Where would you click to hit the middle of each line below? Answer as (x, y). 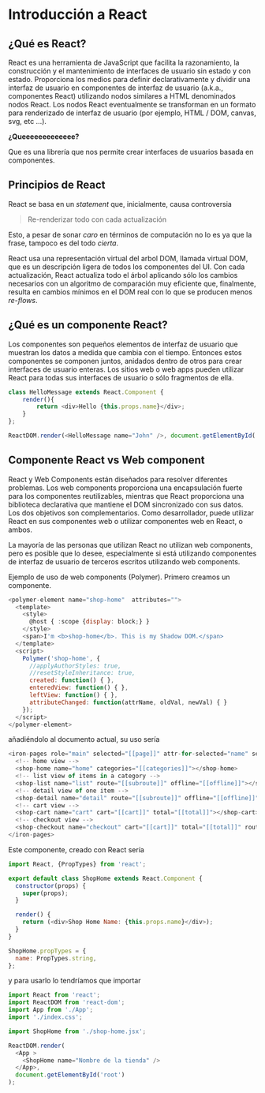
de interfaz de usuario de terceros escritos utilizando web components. (124, 561)
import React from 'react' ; (54, 995)
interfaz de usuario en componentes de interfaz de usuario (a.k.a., (116, 88)
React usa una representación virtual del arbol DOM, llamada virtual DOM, (128, 258)
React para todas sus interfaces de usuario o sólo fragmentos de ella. (121, 377)
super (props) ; (45, 893)
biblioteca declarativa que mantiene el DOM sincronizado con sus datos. (126, 504)
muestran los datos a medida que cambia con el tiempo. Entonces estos (125, 352)
